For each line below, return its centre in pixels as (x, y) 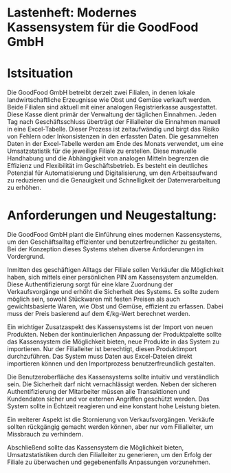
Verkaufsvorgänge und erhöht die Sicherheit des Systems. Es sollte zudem (113, 292)
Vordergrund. (26, 257)
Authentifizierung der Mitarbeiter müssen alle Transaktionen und (99, 392)
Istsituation (40, 73)
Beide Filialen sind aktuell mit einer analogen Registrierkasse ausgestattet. (112, 107)
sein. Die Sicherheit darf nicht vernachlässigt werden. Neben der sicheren (112, 384)
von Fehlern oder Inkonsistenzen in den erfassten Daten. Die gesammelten (113, 136)
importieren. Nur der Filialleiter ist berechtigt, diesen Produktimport (102, 349)
